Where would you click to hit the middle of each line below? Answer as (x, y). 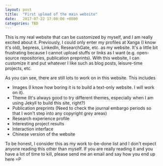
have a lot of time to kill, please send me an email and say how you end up (80, 154)
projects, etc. (18, 69)
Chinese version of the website (43, 134)
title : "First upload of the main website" (51, 14)
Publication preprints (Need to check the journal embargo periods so (81, 108)
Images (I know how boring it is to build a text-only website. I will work (83, 87)
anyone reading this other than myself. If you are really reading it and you (79, 149)
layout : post (18, 10)
